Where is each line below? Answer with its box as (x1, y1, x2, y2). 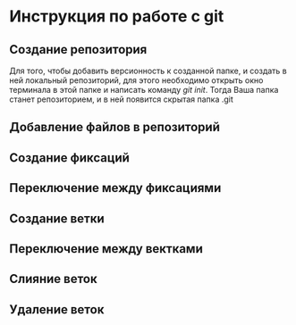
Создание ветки (9, 211, 105, 226)
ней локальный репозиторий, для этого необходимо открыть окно (9, 75, 264, 86)
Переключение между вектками (9, 241, 203, 256)
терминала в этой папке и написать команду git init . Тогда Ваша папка (9, 85, 279, 95)
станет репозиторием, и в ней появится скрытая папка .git (9, 94, 234, 104)
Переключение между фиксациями (9, 180, 222, 196)
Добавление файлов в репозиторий (9, 120, 221, 135)
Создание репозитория (9, 42, 148, 57)
